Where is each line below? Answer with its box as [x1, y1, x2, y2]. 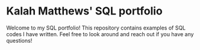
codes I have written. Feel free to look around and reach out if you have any [6, 30, 194, 37]
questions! [6, 37, 33, 44]
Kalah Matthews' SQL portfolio [6, 4, 163, 18]
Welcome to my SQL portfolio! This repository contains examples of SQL [6, 24, 186, 31]
